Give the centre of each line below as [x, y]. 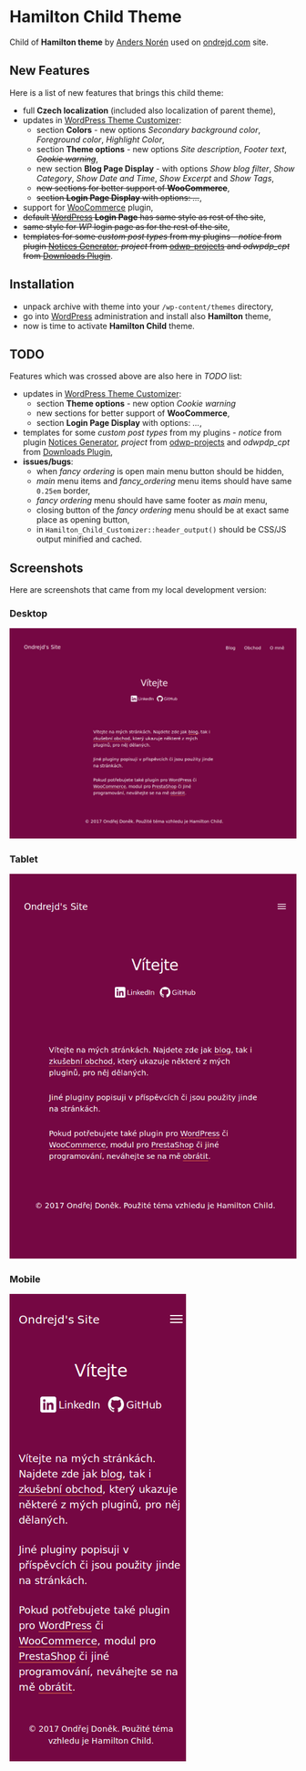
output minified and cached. [89, 539]
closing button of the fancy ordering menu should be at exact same [163, 510]
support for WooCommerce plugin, [88, 207]
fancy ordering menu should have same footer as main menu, [152, 501]
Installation [42, 285]
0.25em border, [63, 491]
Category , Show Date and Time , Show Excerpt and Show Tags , [155, 178]
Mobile [25, 1279]
